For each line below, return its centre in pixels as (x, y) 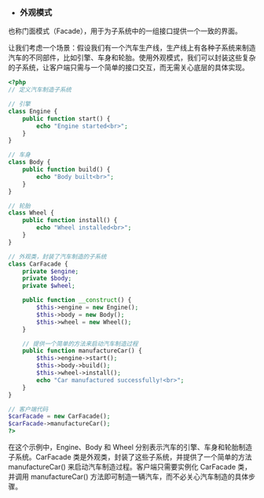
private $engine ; (51, 271)
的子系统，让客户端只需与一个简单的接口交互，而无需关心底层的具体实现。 (128, 68)
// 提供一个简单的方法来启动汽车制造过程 (81, 344)
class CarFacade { (38, 264)
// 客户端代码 (28, 409)
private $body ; (47, 279)
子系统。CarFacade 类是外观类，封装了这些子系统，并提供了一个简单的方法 (130, 457)
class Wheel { (31, 213)
